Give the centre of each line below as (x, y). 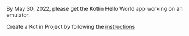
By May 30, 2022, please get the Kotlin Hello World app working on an (94, 9)
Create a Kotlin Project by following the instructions (71, 27)
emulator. (18, 15)
